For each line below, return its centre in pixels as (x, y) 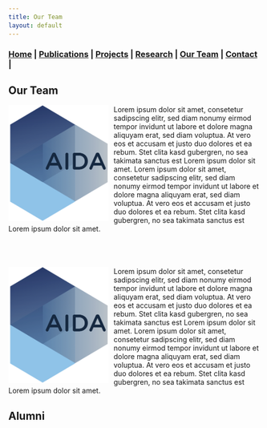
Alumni (27, 416)
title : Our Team (35, 17)
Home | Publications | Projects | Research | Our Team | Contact (133, 55)
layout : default (35, 25)
